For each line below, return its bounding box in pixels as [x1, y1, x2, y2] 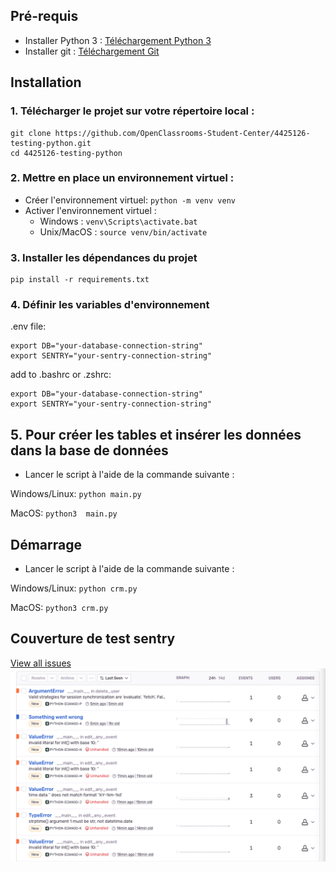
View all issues [10, 657, 72, 669]
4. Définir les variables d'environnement [10, 298, 210, 312]
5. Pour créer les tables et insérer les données [10, 426, 302, 443]
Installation [10, 74, 82, 91]
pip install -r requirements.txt [10, 275, 150, 285]
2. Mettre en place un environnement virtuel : [10, 171, 235, 185]
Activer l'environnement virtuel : [24, 204, 157, 216]
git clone [10, 128, 52, 138]
